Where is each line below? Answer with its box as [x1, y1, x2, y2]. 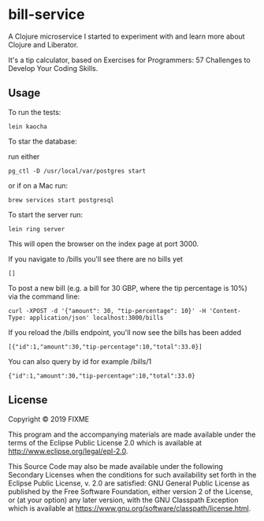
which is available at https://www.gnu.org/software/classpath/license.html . [8, 503, 251, 513]
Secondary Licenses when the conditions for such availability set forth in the [8, 470, 257, 479]
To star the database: [8, 136, 77, 146]
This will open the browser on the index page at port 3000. [8, 239, 199, 248]
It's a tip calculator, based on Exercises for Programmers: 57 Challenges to [8, 55, 251, 65]
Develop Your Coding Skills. [8, 63, 99, 73]
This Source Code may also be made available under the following [8, 461, 223, 471]
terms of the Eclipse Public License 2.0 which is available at [8, 437, 203, 447]
